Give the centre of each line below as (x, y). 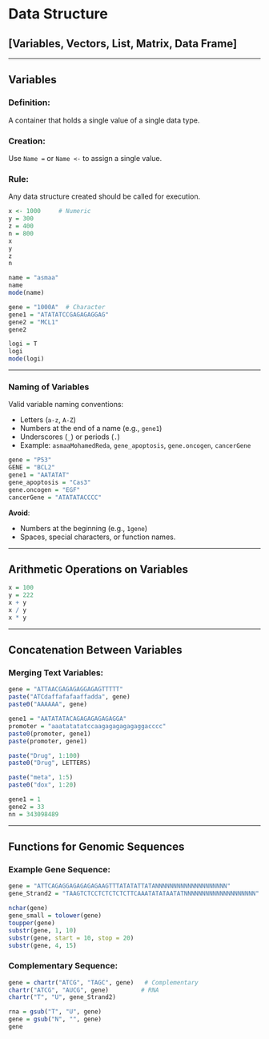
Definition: (29, 103)
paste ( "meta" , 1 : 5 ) (41, 778)
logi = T (23, 344)
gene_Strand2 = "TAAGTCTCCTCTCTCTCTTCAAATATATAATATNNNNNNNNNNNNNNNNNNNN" (134, 894)
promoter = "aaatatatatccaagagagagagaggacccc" (87, 726)
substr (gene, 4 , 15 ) (43, 945)
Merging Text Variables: (56, 673)
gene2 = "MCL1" (34, 322)
